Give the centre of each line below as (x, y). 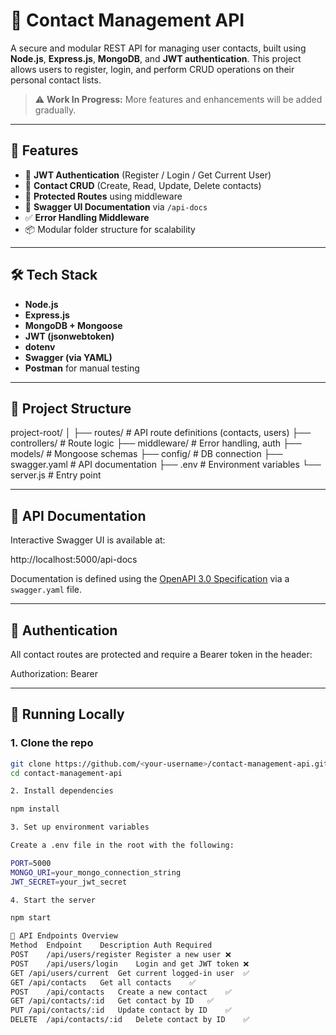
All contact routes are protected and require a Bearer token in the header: (161, 654)
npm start (31, 918)
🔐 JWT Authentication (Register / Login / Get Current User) (148, 175)
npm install (35, 809)
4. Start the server (53, 900)
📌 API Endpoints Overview (64, 936)
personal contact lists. (56, 80)
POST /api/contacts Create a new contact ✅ (121, 992)
